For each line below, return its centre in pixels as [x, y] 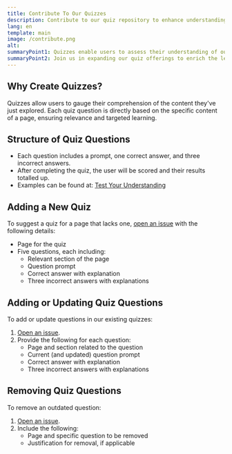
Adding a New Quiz [49, 207]
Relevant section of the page [68, 259]
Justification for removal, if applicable [81, 443]
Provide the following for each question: [74, 340]
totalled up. [33, 178]
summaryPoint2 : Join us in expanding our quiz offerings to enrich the [112, 59]
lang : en [20, 26]
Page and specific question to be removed [88, 435]
